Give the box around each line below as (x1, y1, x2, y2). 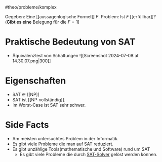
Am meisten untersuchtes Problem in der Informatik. (12, 135, 119, 141)
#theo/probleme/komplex (5, 4, 57, 10)
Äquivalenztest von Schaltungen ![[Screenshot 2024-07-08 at (12, 52, 139, 58)
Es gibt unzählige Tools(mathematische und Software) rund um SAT (12, 146, 150, 152)
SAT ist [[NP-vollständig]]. (12, 96, 66, 103)
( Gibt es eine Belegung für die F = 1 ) (5, 19, 80, 25)
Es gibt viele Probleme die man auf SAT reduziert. (12, 141, 114, 147)
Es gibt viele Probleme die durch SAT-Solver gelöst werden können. (19, 151, 158, 157)
